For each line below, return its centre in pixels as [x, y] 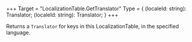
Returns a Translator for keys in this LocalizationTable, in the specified [92, 26]
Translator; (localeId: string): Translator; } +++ [62, 15]
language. [18, 33]
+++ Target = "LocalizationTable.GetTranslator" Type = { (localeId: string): [96, 9]
